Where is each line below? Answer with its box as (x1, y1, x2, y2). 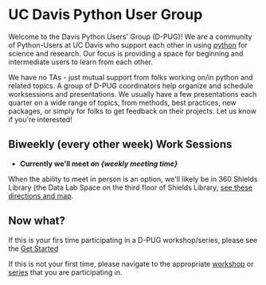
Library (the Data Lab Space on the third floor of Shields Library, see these (8, 183, 253, 192)
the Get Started (8, 244, 59, 253)
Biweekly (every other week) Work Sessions (8, 137, 233, 152)
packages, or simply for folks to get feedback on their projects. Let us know (8, 106, 256, 116)
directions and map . (8, 191, 74, 200)
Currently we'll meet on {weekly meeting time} (19, 159, 178, 168)
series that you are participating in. (8, 268, 123, 277)
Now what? (8, 214, 65, 228)
